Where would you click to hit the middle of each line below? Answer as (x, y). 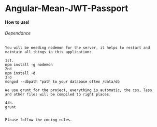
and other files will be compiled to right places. (58, 94)
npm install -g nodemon (29, 64)
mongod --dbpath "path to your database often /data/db (62, 81)
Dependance (18, 33)
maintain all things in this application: (48, 52)
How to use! (17, 22)
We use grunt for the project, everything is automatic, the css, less (78, 90)
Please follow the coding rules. (39, 120)
